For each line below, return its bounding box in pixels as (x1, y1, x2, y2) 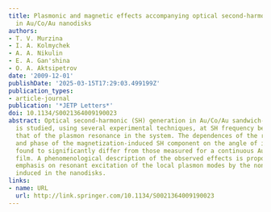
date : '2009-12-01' (8, 72, 74, 80)
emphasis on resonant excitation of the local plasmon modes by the (15, 162, 251, 170)
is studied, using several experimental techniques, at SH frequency (15, 124, 254, 132)
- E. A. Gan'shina (8, 57, 70, 65)
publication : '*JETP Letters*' (8, 102, 114, 110)
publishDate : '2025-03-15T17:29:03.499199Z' (8, 79, 161, 87)
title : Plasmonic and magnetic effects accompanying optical (8, 11, 219, 20)
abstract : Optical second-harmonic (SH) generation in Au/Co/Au (8, 117, 229, 125)
